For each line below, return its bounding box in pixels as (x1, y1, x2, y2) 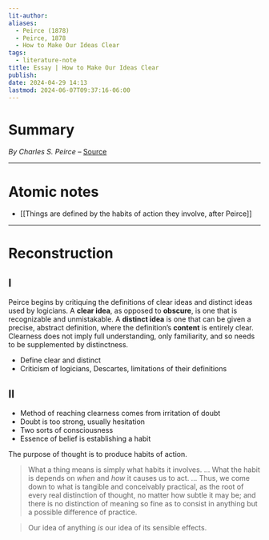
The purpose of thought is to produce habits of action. (8, 450, 187, 459)
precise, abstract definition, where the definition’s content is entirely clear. (8, 323, 254, 333)
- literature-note (15, 57, 78, 65)
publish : (8, 71, 38, 79)
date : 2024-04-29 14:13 (8, 78, 88, 86)
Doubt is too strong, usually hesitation (19, 417, 146, 426)
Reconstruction (8, 245, 114, 262)
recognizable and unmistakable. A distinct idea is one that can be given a (8, 314, 251, 324)
